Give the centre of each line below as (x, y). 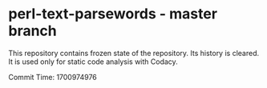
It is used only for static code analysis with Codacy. (93, 62)
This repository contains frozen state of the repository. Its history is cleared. (133, 53)
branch (33, 31)
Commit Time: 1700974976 (53, 77)
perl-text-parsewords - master (113, 14)
